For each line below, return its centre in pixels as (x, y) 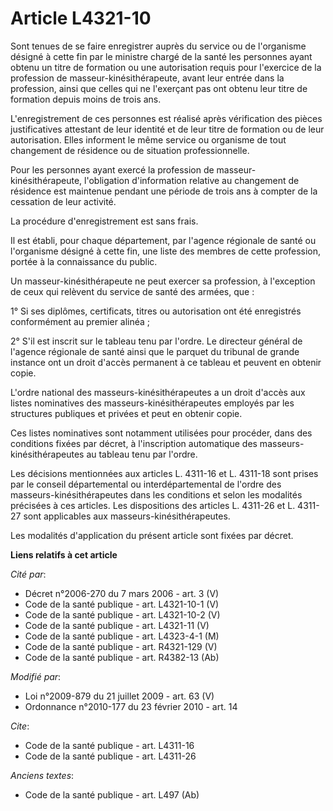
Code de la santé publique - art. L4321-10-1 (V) (122, 604)
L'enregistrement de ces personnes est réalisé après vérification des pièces (166, 118)
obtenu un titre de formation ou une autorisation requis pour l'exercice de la (166, 67)
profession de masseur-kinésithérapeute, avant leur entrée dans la (147, 78)
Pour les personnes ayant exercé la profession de (112, 169)
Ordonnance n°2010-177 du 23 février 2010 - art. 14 (131, 706)
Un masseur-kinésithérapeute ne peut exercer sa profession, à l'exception (163, 281)
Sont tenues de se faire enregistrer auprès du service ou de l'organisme (158, 46)
